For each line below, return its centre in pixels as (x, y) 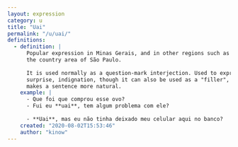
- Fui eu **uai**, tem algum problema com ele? (98, 106)
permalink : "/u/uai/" (39, 34)
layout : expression (36, 14)
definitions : (27, 40)
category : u (25, 20)
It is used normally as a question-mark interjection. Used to (121, 73)
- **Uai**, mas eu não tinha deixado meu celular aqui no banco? (124, 119)
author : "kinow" (44, 132)
